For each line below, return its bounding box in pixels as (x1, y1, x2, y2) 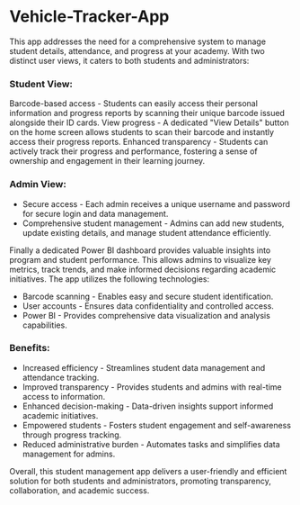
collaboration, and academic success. (9, 484, 150, 496)
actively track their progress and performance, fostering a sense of (9, 146, 258, 157)
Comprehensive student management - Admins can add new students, (22, 218, 285, 229)
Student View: (9, 77, 74, 90)
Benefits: (9, 342, 51, 355)
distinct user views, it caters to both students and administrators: (9, 55, 250, 66)
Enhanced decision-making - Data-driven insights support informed (22, 401, 274, 411)
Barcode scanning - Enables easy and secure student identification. (22, 291, 274, 302)
